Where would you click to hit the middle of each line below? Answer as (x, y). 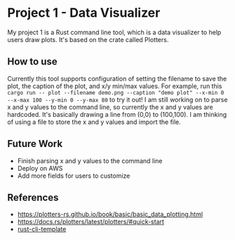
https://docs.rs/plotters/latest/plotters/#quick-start (91, 222)
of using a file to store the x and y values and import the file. (94, 122)
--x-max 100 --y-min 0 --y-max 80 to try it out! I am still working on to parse (117, 99)
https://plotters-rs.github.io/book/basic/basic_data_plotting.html (110, 214)
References (33, 197)
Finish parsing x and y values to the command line (90, 161)
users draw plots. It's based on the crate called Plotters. (88, 39)
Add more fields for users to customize (74, 176)
